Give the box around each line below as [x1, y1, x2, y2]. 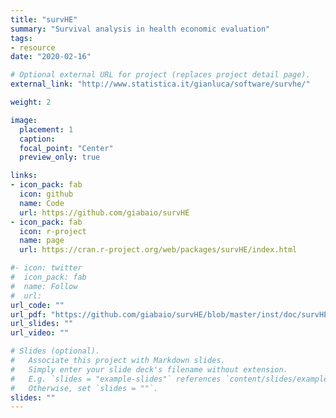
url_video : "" [10, 328, 70, 338]
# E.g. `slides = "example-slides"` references [10, 374, 222, 384]
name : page [19, 236, 65, 246]
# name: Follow [10, 281, 78, 291]
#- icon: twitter [10, 263, 83, 273]
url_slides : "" [10, 319, 74, 329]
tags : [10, 33, 33, 43]
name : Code [19, 198, 65, 208]
